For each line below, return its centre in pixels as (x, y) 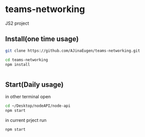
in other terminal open (28, 97)
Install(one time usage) (42, 39)
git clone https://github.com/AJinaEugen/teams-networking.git (73, 51)
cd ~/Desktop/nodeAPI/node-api (38, 106)
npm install (18, 64)
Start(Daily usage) (34, 84)
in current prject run (26, 120)
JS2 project (17, 23)
